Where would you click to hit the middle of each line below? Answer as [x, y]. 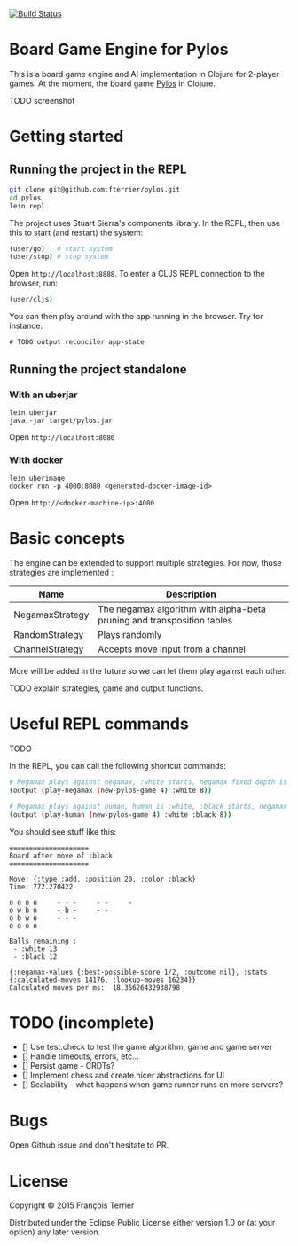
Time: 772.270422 [41, 887]
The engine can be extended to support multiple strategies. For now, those [145, 563]
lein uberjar [33, 412]
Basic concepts [67, 539]
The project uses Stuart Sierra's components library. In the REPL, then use [145, 223]
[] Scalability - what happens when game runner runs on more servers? [153, 1085]
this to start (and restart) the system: [76, 232]
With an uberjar [43, 395]
